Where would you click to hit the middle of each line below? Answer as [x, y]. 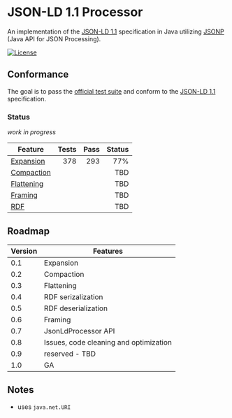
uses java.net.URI [44, 407]
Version [24, 251]
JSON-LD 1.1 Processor [75, 12]
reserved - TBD [70, 354]
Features [108, 251]
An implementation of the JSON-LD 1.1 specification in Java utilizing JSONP [116, 31]
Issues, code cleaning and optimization [108, 342]
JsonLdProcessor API [80, 331]
